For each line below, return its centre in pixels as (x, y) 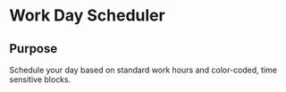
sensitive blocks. (40, 79)
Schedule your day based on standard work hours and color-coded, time (143, 70)
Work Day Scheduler (87, 16)
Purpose (34, 49)
